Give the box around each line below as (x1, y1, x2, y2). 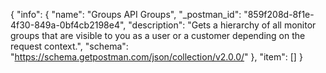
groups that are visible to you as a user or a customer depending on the (10, 30, 306, 41)
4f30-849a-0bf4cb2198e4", (10, 19, 127, 31)
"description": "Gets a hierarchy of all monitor (128, 19, 317, 31)
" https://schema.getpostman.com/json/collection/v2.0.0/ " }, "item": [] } (10, 51, 303, 63)
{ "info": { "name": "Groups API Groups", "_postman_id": (10, 9, 242, 20)
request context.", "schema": (10, 40, 129, 52)
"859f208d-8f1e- (243, 9, 315, 20)
